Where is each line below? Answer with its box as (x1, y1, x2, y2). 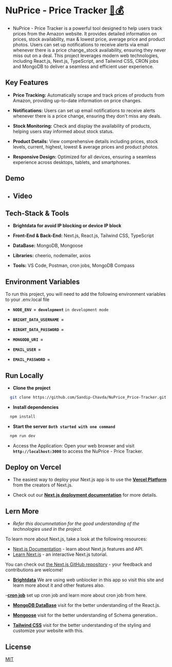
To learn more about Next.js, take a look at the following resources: (5, 536, 147, 542)
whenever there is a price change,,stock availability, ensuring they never (12, 47, 166, 53)
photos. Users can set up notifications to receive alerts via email (12, 41, 149, 47)
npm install (10, 414, 36, 419)
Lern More (5, 507, 40, 515)
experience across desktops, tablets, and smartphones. (12, 159, 131, 165)
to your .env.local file (5, 297, 50, 303)
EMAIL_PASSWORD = (12, 357, 50, 363)
